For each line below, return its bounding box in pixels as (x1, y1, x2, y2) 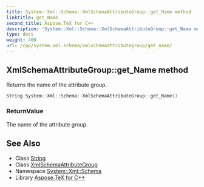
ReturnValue (6, 107, 44, 116)
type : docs (6, 31, 34, 38)
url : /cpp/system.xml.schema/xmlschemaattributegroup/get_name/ (6, 43, 172, 49)
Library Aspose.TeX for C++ (15, 174, 86, 181)
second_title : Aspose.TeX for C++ (6, 20, 94, 26)
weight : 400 (6, 37, 36, 43)
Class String (15, 154, 46, 162)
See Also (6, 139, 41, 149)
